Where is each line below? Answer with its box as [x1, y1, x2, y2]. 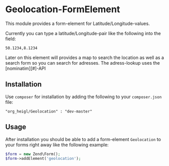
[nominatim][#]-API [5, 65, 46, 71]
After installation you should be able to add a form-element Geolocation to [5, 136, 161, 142]
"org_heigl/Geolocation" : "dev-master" [5, 108, 93, 114]
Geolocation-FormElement [5, 4, 120, 15]
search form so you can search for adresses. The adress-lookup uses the [5, 60, 160, 66]
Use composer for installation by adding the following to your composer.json [5, 93, 162, 100]
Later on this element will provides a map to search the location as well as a [5, 54, 164, 61]
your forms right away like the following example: [5, 142, 109, 148]
